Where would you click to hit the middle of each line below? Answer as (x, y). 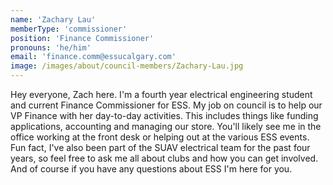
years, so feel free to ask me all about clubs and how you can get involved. (164, 158)
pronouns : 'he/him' (51, 47)
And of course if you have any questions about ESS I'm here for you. (151, 169)
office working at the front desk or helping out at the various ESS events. (160, 137)
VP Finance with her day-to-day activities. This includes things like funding (164, 115)
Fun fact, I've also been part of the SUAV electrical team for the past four (160, 147)
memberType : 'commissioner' (69, 29)
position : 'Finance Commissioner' (82, 38)
